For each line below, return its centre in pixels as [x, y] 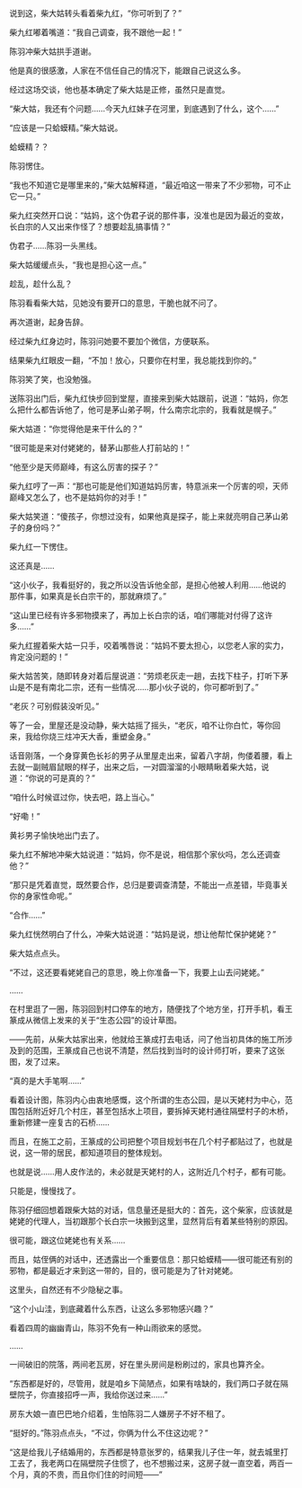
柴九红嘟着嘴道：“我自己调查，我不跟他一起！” [96, 32]
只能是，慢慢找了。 [45, 1191]
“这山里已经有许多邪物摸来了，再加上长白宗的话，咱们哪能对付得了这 [137, 615]
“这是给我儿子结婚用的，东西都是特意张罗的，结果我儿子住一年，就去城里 [145, 1452]
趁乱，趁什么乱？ [41, 284]
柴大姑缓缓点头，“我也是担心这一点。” [78, 265]
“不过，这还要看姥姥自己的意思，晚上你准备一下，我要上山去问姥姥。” [137, 972]
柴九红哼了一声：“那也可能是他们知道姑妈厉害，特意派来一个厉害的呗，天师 [149, 486]
